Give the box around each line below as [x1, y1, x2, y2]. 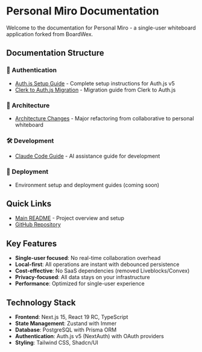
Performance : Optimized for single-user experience [14, 280, 145, 287]
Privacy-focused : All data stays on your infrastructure [14, 274, 150, 281]
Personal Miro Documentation [6, 4, 160, 18]
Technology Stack [6, 297, 76, 307]
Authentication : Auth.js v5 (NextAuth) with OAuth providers [14, 332, 165, 339]
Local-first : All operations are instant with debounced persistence [14, 261, 180, 268]
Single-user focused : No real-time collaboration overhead [14, 255, 161, 262]
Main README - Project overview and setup [14, 215, 125, 222]
